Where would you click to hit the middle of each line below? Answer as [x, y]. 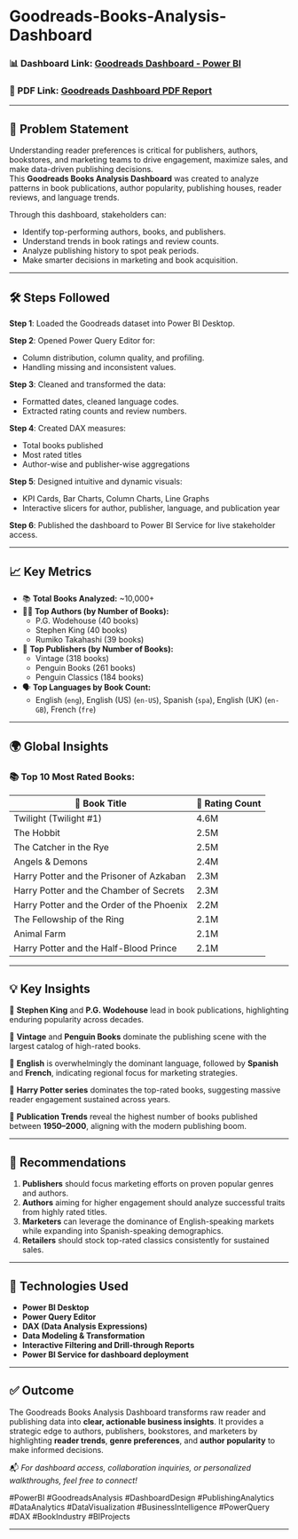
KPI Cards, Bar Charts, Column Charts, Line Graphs [116, 499]
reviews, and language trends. [64, 198]
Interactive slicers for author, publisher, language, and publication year [151, 509]
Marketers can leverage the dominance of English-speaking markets [148, 1221]
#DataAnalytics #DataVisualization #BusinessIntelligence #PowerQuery [140, 1507]
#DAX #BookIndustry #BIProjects [70, 1516]
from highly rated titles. [65, 1212]
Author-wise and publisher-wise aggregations [106, 464]
